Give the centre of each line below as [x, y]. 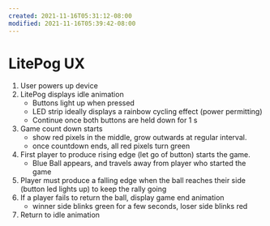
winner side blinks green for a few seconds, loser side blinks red [140, 207]
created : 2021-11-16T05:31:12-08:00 [70, 16]
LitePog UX [47, 64]
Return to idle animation [60, 215]
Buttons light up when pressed [84, 103]
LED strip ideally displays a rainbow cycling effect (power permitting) [147, 112]
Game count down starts [61, 129]
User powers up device [59, 86]
